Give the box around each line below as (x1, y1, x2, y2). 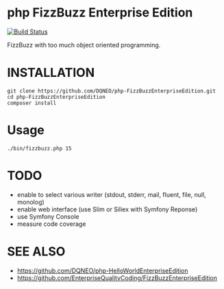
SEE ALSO (7, 244, 66, 259)
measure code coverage (16, 220, 86, 228)
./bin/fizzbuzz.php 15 (7, 145, 72, 152)
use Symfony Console (16, 212, 79, 220)
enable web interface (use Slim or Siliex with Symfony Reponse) (16, 205, 198, 213)
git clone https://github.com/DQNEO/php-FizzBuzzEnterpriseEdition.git (7, 87, 216, 94)
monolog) (16, 198, 45, 206)
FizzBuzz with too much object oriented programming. (7, 41, 161, 49)
